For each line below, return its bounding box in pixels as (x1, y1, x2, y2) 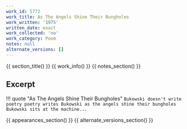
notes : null (6, 41, 35, 47)
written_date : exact (6, 25, 57, 31)
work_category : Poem (6, 36, 57, 41)
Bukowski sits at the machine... (6, 106, 88, 112)
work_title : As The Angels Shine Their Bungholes (6, 14, 130, 20)
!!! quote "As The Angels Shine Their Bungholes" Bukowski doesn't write (6, 95, 182, 102)
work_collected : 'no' (6, 30, 59, 36)
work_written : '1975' (6, 19, 59, 25)
